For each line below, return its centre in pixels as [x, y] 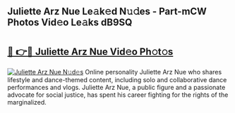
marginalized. [27, 102]
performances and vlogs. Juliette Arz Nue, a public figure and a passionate [116, 87]
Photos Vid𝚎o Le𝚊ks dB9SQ [70, 23]
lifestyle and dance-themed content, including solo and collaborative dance [117, 80]
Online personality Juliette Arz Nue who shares [153, 72]
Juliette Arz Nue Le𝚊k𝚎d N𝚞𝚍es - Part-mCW [107, 12]
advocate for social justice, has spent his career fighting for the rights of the [118, 95]
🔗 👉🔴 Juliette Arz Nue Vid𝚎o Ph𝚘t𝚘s [90, 52]
